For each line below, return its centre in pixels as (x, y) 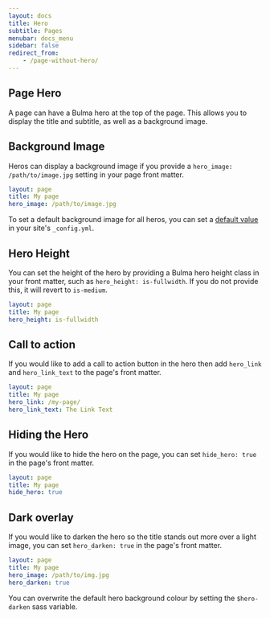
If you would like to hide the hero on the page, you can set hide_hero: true (133, 454)
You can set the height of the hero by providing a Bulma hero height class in (134, 272)
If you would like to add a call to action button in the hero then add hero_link (135, 364)
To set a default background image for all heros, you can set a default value (133, 220)
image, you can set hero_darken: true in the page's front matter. (115, 546)
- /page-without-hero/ (61, 61)
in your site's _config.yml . (51, 228)
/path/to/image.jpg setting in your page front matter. (96, 175)
